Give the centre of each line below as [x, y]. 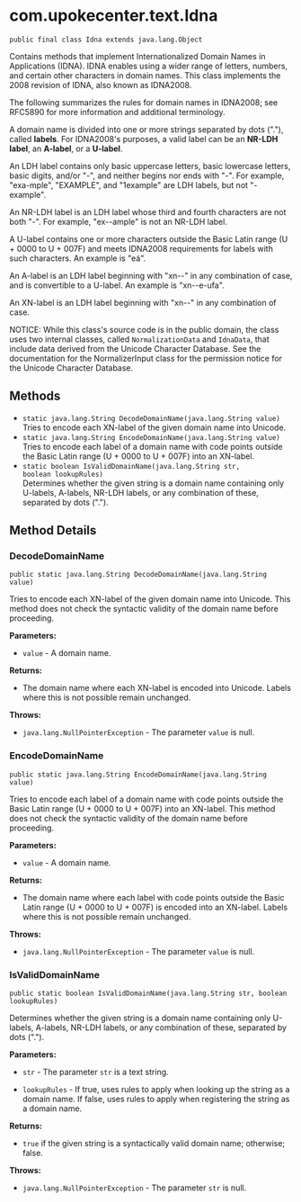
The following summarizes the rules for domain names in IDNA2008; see [144, 102]
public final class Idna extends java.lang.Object [106, 40]
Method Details [53, 530]
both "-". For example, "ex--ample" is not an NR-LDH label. [118, 221]
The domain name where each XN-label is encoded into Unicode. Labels [157, 688]
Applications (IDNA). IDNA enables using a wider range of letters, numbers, [149, 66]
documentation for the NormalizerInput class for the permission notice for [146, 358]
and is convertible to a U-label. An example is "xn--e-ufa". [117, 285]
